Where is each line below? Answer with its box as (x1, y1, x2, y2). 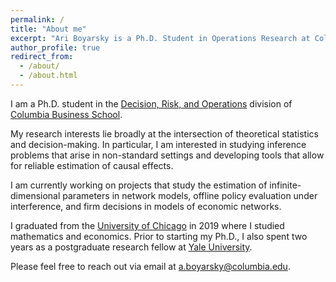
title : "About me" (10, 24, 87, 34)
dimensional (10, 189, 61, 201)
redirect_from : (10, 52, 74, 62)
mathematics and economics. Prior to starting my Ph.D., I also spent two (10, 230, 308, 242)
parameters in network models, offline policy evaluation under (62, 189, 318, 201)
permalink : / (10, 14, 65, 25)
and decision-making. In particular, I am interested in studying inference (10, 138, 307, 150)
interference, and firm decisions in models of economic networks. (10, 200, 282, 212)
